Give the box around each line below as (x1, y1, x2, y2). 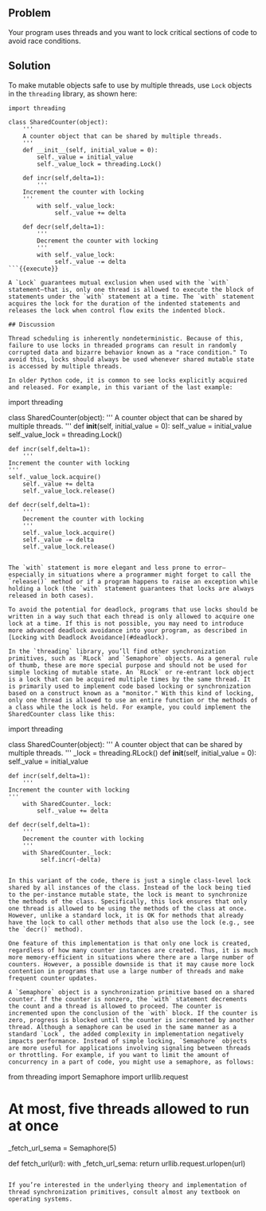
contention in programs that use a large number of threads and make (8, 967, 244, 975)
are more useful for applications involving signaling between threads (8, 1044, 251, 1052)
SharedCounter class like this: (8, 710, 115, 718)
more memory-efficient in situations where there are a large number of (8, 953, 255, 961)
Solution (8, 59, 51, 73)
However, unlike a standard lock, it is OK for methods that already (8, 911, 244, 919)
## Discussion (8, 320, 56, 328)
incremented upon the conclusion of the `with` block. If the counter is (8, 1009, 259, 1017)
